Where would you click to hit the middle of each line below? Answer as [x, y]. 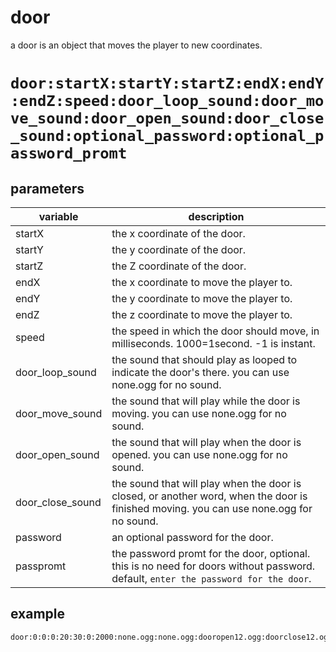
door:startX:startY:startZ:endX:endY [167, 83]
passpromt [41, 566]
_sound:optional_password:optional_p [167, 136]
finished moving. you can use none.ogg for [212, 508]
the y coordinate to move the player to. [202, 298]
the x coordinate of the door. [178, 233]
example [38, 614]
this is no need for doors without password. [213, 566]
